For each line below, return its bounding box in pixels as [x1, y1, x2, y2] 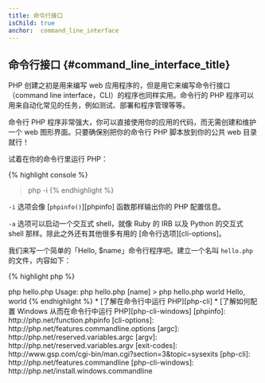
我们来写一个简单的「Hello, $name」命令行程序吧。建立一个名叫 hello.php [8, 246, 253, 256]
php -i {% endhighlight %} [27, 186, 114, 195]
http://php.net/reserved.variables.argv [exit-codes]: [8, 341, 177, 350]
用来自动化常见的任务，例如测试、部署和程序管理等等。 [8, 100, 189, 110]
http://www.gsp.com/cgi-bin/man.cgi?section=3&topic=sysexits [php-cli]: [8, 350, 251, 359]
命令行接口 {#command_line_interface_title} [8, 57, 231, 72]
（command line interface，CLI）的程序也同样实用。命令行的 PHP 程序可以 [8, 91, 255, 100]
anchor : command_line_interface [8, 26, 119, 34]
